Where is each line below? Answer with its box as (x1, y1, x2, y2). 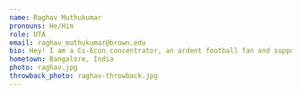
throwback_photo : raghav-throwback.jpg (9, 72, 159, 81)
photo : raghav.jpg (9, 64, 78, 73)
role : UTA (9, 30, 47, 38)
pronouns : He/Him (9, 21, 74, 30)
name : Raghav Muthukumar (9, 13, 102, 22)
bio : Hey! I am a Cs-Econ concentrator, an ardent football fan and (9, 47, 271, 56)
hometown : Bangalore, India (9, 55, 115, 64)
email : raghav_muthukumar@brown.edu (9, 38, 146, 47)
